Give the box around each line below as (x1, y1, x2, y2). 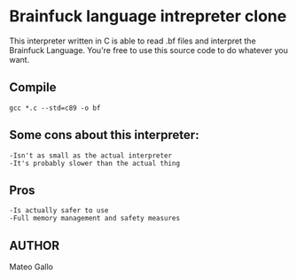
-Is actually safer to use (9, 206, 109, 215)
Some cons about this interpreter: (9, 128, 199, 143)
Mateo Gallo (9, 261, 53, 272)
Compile (9, 80, 57, 95)
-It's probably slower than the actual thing (9, 159, 180, 167)
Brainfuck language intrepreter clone (9, 6, 287, 27)
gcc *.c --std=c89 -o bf (9, 104, 101, 112)
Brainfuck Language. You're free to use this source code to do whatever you (9, 44, 288, 55)
